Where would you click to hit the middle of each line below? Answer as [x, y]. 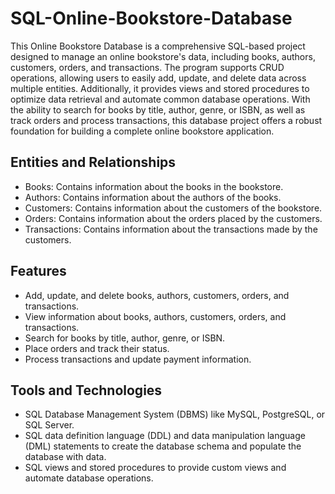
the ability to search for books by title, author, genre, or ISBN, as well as [158, 109]
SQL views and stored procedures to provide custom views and [155, 468]
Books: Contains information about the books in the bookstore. [154, 186]
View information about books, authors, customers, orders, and [155, 316]
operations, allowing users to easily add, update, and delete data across [158, 78]
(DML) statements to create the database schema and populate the [163, 446]
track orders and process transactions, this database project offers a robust [166, 120]
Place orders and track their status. [97, 348]
